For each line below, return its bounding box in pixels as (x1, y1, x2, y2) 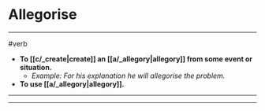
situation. (19, 62, 53, 72)
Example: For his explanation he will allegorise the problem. (31, 71, 226, 80)
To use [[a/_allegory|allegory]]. (19, 79, 125, 88)
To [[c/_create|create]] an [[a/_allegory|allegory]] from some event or (19, 54, 252, 64)
